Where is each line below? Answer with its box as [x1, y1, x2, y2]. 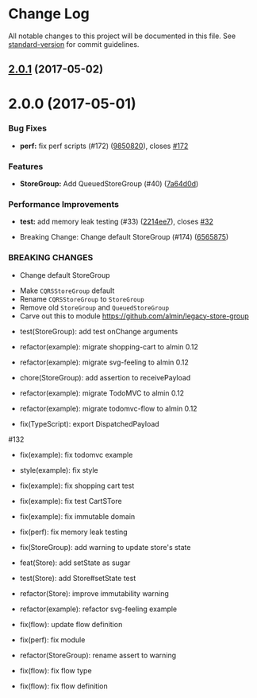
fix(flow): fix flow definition [19, 681, 109, 691]
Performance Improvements [8, 199, 120, 210]
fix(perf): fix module [19, 634, 86, 645]
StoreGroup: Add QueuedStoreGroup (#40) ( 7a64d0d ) [19, 179, 199, 189]
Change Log [8, 5, 90, 23]
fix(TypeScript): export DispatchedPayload [19, 419, 160, 428]
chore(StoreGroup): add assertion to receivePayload [19, 372, 191, 382]
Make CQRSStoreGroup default [19, 286, 115, 295]
